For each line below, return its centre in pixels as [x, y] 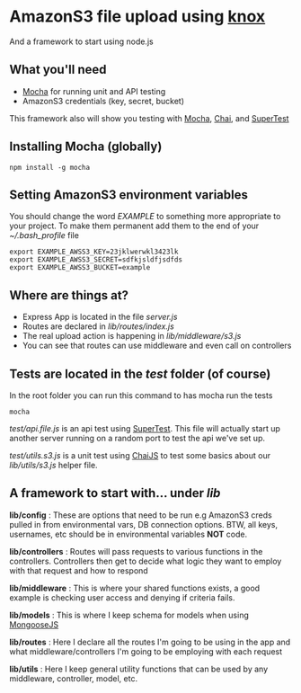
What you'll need [58, 70]
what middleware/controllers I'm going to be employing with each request [146, 651]
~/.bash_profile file [44, 235]
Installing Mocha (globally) [86, 147]
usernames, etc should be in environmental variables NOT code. [128, 534]
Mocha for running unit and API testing [94, 91]
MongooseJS [34, 624]
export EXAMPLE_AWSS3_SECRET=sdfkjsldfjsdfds [96, 260]
